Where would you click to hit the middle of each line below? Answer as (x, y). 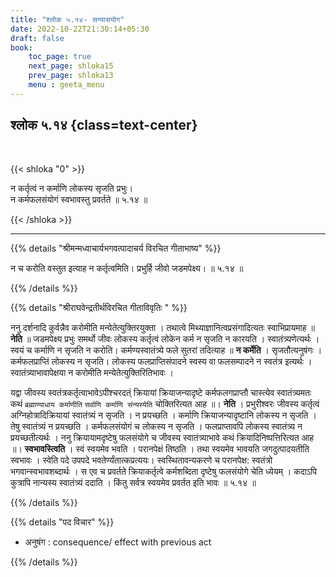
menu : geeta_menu (66, 85)
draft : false (37, 38)
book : (21, 47)
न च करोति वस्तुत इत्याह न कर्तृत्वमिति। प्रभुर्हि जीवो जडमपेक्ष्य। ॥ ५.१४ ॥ (127, 268)
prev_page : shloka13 (71, 76)
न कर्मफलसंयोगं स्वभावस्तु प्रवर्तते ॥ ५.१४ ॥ (79, 199)
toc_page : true (60, 57)
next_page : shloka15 (71, 66)
